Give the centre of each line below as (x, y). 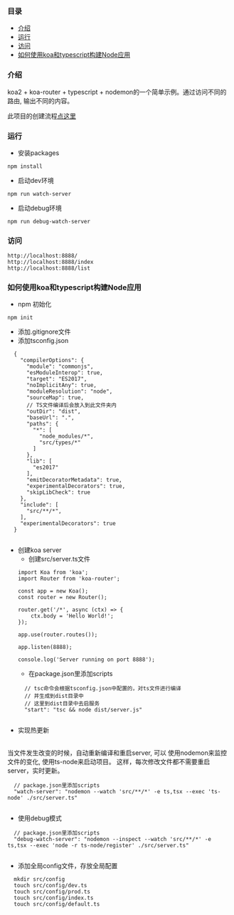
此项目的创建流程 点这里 (42, 116)
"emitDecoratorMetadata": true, (74, 480)
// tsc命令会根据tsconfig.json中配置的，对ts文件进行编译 (103, 689)
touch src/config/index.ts (54, 898)
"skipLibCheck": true (58, 492)
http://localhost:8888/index (50, 262)
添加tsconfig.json (43, 341)
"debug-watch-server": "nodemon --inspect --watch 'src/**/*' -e (113, 840)
